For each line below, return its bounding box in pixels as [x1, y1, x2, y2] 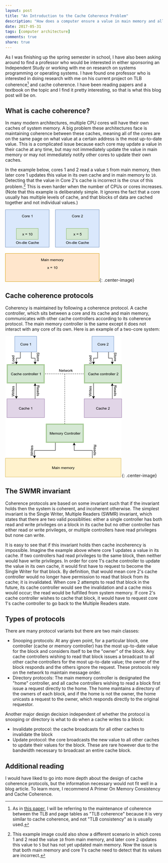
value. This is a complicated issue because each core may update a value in [5, 141, 162, 147]
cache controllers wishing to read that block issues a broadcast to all [12, 653, 154, 660]
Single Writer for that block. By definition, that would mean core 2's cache [5, 568, 157, 574]
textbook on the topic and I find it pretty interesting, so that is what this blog [5, 87, 161, 93]
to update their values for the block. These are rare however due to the [12, 742, 158, 748]
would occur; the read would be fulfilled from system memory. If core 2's [5, 589, 156, 595]
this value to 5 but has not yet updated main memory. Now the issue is [12, 842, 157, 848]
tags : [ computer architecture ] [5, 29, 70, 35]
